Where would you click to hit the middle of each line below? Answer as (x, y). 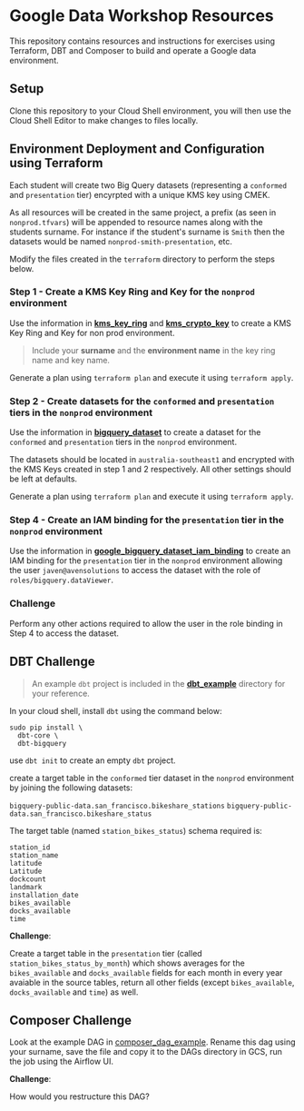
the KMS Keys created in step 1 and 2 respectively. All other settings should (151, 470)
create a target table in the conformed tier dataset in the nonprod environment (152, 778)
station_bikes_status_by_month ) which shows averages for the (127, 963)
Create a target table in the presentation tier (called (106, 953)
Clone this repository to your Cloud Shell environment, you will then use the (151, 111)
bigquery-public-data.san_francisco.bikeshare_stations (117, 806)
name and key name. (71, 360)
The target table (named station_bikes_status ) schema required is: (136, 830)
